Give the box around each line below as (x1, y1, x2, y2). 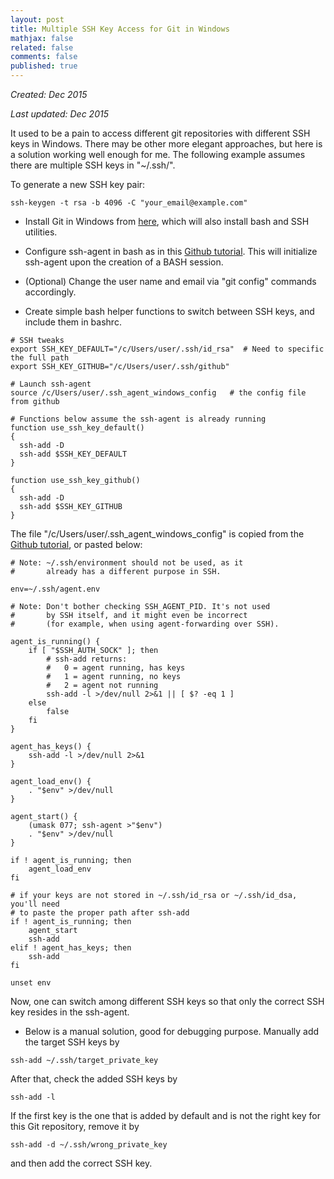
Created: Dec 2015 (10, 89, 88, 100)
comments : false (10, 52, 78, 62)
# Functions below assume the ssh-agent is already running (10, 414, 267, 424)
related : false (10, 42, 74, 53)
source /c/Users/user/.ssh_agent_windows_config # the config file (10, 388, 307, 398)
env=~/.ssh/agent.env (10, 584, 101, 594)
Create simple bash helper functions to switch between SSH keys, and (24, 306, 315, 317)
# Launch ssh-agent (10, 379, 92, 389)
